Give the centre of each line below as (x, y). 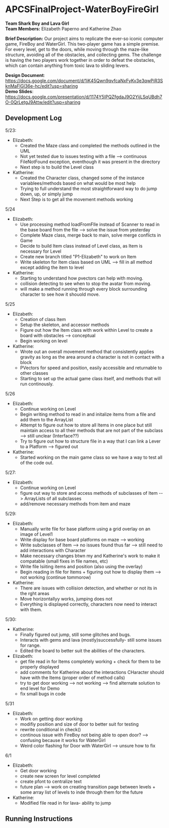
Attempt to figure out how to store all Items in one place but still (86, 425)
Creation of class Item (43, 319)
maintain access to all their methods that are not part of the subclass (91, 430)
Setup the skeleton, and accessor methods (65, 325)
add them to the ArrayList (46, 419)
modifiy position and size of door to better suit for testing (79, 724)
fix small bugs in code (43, 694)
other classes (34, 373)
